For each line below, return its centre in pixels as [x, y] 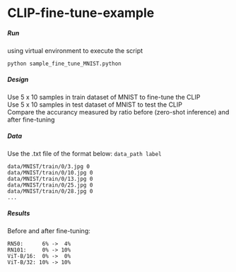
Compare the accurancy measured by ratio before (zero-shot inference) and [118, 112]
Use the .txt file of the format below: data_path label [84, 154]
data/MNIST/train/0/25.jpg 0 [50, 185]
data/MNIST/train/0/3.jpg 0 [49, 167]
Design [18, 79]
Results [19, 213]
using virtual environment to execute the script [75, 51]
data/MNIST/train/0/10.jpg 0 [50, 173]
